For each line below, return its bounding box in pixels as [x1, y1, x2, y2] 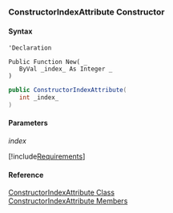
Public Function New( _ [8, 58, 88, 66]
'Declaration [8, 44, 52, 52]
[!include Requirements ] [8, 151, 86, 161]
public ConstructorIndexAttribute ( [8, 86, 127, 94]
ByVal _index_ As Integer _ [18, 65, 113, 74]
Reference [8, 170, 44, 179]
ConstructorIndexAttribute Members [8, 196, 128, 206]
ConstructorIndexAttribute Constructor [8, 6, 165, 18]
